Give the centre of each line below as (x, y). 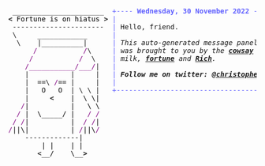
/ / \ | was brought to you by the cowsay (143, 51)
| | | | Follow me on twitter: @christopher (144, 74)
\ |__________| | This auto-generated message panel (137, 43)
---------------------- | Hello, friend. (95, 27)
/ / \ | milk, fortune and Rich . (123, 58)
